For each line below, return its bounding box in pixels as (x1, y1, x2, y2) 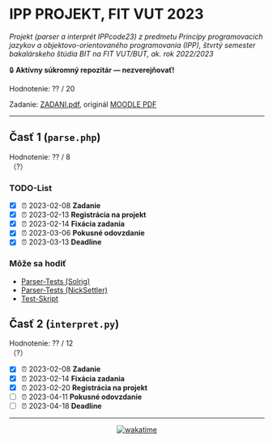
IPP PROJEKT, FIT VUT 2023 (9, 5, 204, 23)
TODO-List (9, 182, 52, 193)
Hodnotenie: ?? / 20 (9, 83, 75, 93)
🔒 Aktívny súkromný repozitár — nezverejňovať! (9, 65, 175, 74)
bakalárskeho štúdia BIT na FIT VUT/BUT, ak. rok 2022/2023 (9, 49, 214, 58)
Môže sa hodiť (9, 258, 67, 270)
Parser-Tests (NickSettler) (20, 285, 108, 295)
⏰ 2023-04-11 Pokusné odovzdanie (20, 392, 143, 402)
